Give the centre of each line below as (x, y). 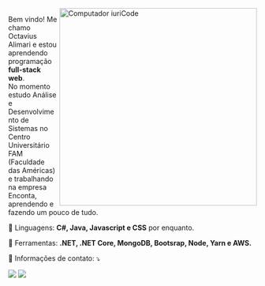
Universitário (29, 145)
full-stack (24, 70)
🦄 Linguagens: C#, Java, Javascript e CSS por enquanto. (101, 228)
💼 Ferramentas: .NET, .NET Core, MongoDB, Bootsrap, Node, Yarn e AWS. (130, 243)
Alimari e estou (33, 44)
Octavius (22, 36)
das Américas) (32, 170)
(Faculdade (26, 162)
